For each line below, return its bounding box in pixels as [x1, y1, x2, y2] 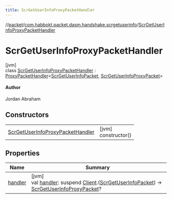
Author [5, 84, 21, 91]
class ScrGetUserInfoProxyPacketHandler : [5, 67, 96, 73]
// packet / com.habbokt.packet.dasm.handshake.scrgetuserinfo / [5, 21, 139, 28]
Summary [85, 164, 110, 171]
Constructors [5, 110, 49, 119]
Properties [5, 149, 40, 158]
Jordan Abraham [5, 96, 41, 102]
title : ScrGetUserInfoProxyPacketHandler [5, 7, 95, 13]
